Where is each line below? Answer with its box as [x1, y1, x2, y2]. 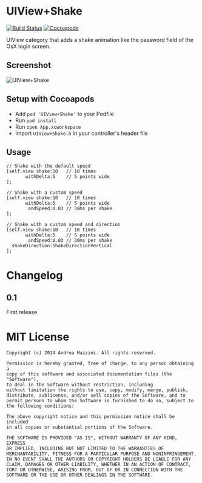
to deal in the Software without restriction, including [6, 382, 153, 388]
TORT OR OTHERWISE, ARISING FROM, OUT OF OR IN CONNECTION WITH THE [6, 467, 183, 473]
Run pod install [15, 117, 57, 124]
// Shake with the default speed [6, 163, 91, 170]
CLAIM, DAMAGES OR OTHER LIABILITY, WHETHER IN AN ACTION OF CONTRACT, [6, 462, 191, 468]
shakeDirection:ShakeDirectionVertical [12, 243, 113, 249]
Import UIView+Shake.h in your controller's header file [15, 129, 148, 137]
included [6, 419, 29, 425]
